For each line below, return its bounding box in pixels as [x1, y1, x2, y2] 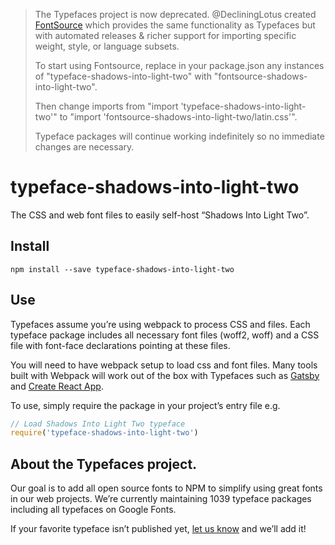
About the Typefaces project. [10, 455, 198, 473]
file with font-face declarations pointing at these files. [10, 339, 231, 351]
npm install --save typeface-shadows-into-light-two [10, 264, 235, 274]
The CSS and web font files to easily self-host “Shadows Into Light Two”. [10, 209, 310, 221]
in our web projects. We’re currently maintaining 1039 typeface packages [10, 493, 312, 505]
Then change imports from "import [34, 100, 179, 112]
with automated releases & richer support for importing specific [34, 30, 297, 41]
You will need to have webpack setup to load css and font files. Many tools [10, 359, 318, 371]
